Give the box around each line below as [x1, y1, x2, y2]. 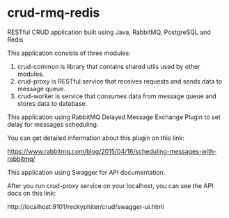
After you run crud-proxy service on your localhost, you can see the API [7, 181, 214, 189]
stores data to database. [17, 99, 88, 107]
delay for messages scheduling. [7, 120, 99, 128]
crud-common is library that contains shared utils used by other [17, 62, 200, 70]
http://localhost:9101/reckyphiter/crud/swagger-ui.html [7, 202, 164, 210]
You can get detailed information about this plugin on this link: [7, 134, 184, 142]
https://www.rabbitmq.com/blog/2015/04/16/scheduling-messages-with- [7, 147, 217, 155]
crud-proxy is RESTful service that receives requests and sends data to [17, 77, 223, 85]
